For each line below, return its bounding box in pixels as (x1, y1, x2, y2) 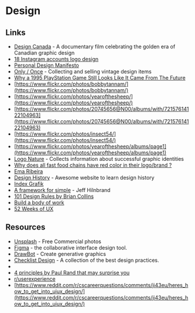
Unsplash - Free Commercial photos (13, 238, 102, 245)
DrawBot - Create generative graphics (13, 250, 107, 257)
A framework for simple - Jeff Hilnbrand (13, 187, 111, 193)
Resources (5, 222, 46, 233)
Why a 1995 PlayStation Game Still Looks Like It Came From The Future (13, 75, 186, 81)
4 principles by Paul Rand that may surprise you (13, 269, 130, 276)
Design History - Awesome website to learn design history (13, 174, 155, 181)
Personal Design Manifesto (13, 62, 80, 69)
